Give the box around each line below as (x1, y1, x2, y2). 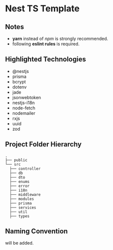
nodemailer (12, 110, 36, 116)
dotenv (12, 84, 27, 90)
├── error (9, 183, 30, 188)
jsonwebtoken (12, 94, 41, 100)
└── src (5, 162, 21, 167)
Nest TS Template (5, 3, 80, 14)
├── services (9, 205, 37, 210)
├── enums (9, 179, 30, 184)
